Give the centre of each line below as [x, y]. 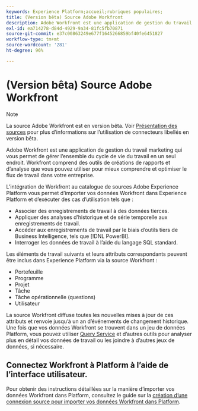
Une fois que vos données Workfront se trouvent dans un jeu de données [96, 327]
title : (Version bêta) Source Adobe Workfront [65, 17]
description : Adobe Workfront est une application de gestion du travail [99, 23]
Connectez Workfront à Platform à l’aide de [87, 365]
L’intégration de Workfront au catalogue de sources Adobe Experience [92, 186]
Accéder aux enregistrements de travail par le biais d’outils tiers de [96, 230]
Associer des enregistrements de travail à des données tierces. [92, 211]
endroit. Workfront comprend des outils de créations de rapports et [88, 162]
